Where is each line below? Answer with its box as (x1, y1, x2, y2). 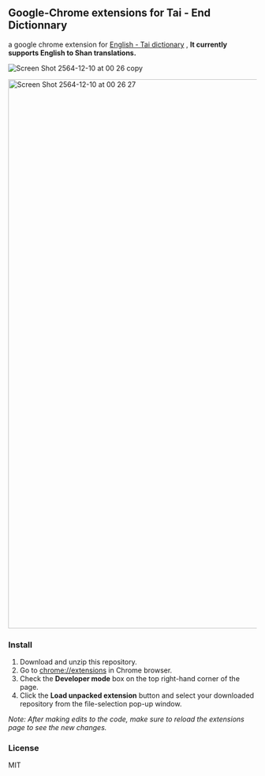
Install (8, 639, 33, 650)
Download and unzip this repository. (19, 657, 138, 667)
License (8, 743, 39, 754)
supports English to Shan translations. (8, 47, 136, 58)
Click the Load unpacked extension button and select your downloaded (19, 691, 255, 700)
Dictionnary (8, 19, 68, 32)
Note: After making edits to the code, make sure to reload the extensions (8, 714, 244, 724)
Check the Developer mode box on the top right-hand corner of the (19, 674, 241, 684)
